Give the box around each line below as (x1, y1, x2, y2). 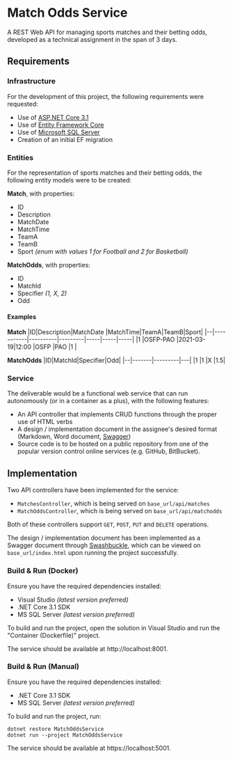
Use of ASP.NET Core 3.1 (17, 113, 89, 121)
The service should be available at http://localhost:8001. (7, 644, 168, 652)
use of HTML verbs (17, 418, 73, 426)
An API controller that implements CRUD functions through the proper (17, 410, 218, 418)
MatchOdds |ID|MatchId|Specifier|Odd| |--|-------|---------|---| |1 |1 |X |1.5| (7, 357, 226, 365)
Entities (7, 152, 33, 162)
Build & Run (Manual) (7, 662, 80, 671)
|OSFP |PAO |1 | (32, 343, 77, 351)
